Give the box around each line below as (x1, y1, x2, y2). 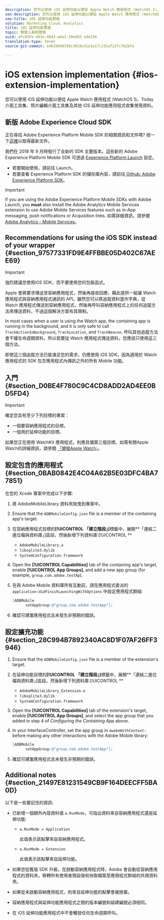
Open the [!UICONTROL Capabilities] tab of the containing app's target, (12, 561, 158, 567)
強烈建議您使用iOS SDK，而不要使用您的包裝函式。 (5, 280, 108, 286)
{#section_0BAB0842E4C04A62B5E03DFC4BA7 (5, 469, 159, 478)
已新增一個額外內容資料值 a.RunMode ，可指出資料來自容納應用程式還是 (12, 810, 153, 816)
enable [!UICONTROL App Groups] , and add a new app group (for (12, 567, 145, 573)
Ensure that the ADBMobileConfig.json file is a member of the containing (12, 510, 157, 516)
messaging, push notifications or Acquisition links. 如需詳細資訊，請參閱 (5, 213, 150, 218)
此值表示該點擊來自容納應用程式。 (19, 836, 88, 842)
